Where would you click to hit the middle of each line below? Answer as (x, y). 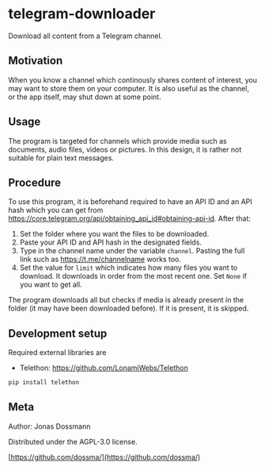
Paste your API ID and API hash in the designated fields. (110, 242)
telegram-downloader (82, 14)
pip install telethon (44, 383)
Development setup (58, 333)
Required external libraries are (57, 352)
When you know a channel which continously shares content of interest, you (132, 79)
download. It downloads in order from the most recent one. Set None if (133, 276)
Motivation (36, 61)
